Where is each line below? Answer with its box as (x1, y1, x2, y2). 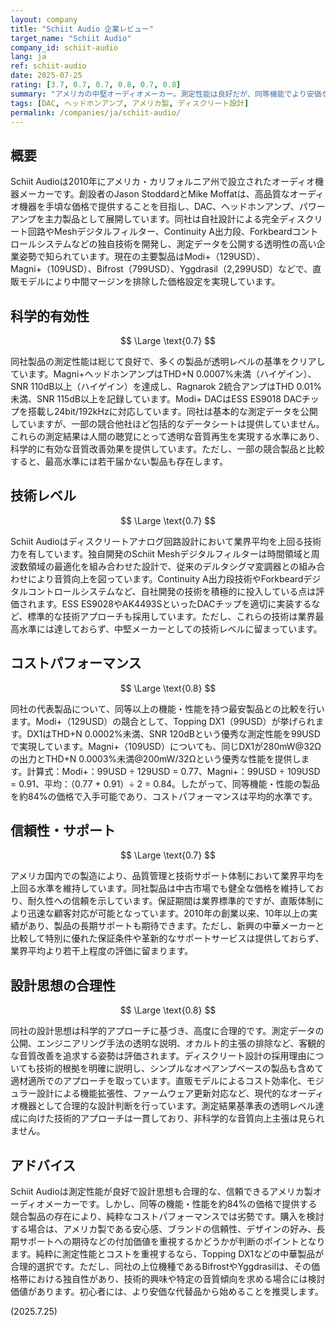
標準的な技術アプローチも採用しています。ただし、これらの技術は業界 (27, 610, 316, 622)
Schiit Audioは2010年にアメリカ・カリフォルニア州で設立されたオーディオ (10, 176, 316, 188)
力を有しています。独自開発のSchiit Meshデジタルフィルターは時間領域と (10, 547, 312, 560)
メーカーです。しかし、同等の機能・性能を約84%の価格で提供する (44, 1198, 318, 1210)
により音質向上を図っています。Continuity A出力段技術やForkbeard (27, 572, 304, 585)
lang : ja (10, 52, 47, 62)
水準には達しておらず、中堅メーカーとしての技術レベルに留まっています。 (18, 622, 323, 635)
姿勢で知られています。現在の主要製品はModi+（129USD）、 (18, 251, 266, 263)
